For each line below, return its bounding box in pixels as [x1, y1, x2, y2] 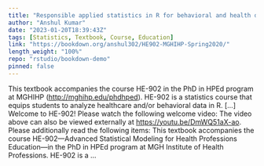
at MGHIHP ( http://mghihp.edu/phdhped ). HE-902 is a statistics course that [8, 92, 253, 102]
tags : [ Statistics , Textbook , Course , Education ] [8, 33, 174, 41]
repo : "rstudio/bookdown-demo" [8, 56, 111, 63]
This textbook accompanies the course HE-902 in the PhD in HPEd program [8, 84, 254, 93]
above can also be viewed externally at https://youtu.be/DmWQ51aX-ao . [8, 117, 242, 126]
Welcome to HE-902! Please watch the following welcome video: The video [8, 109, 252, 118]
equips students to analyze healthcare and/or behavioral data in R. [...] [8, 100, 236, 110]
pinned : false [8, 63, 55, 70]
